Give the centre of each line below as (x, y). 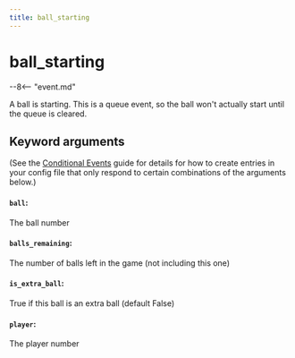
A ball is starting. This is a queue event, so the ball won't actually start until (147, 104)
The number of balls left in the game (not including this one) (120, 263)
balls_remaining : (41, 243)
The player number (44, 344)
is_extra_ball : (37, 284)
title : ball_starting (50, 17)
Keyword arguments (67, 141)
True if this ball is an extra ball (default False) (92, 303)
